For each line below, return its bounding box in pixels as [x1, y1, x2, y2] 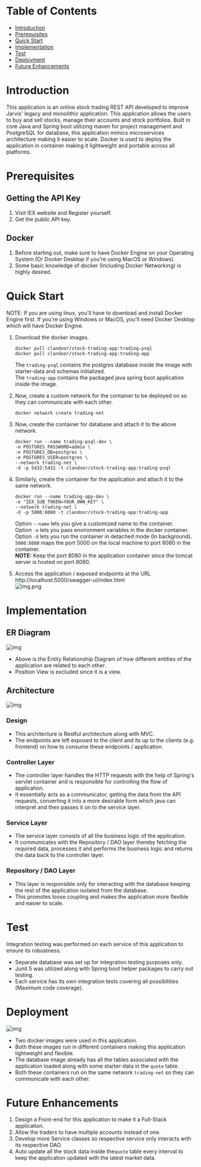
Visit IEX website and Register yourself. [14, 209, 112, 216]
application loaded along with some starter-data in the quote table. [14, 1062, 179, 1069]
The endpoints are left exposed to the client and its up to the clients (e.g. [14, 736, 195, 744]
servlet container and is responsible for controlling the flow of [14, 778, 168, 785]
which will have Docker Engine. [6, 322, 83, 329]
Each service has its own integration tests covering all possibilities [14, 977, 179, 985]
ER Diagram [6, 628, 51, 638]
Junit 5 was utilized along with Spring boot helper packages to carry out [14, 965, 194, 972]
